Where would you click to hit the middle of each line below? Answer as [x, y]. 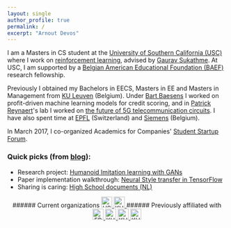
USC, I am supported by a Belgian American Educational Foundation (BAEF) [115, 67]
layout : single [29, 14]
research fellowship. [36, 75]
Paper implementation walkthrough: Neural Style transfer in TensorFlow [120, 179]
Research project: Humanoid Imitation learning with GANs [100, 172]
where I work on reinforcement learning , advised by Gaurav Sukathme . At [112, 60]
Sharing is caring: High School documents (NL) [85, 187]
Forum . [17, 139]
